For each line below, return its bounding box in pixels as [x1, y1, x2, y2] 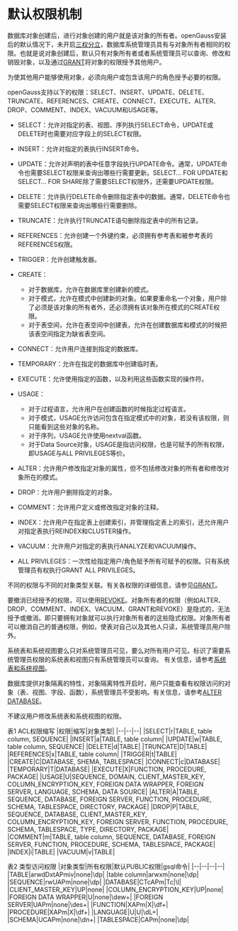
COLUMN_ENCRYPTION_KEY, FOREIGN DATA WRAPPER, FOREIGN [7, 779, 204, 788]
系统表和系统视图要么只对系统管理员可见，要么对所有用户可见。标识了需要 [7, 646, 225, 655]
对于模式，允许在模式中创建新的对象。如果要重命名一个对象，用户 [28, 294, 221, 302]
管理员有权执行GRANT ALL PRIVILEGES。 [17, 566, 140, 574]
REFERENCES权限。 [17, 240, 76, 249]
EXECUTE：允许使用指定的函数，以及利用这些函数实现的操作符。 [17, 375, 208, 383]
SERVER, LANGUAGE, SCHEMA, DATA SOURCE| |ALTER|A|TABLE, [7, 787, 200, 796]
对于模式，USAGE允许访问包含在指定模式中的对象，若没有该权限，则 [28, 413, 230, 422]
